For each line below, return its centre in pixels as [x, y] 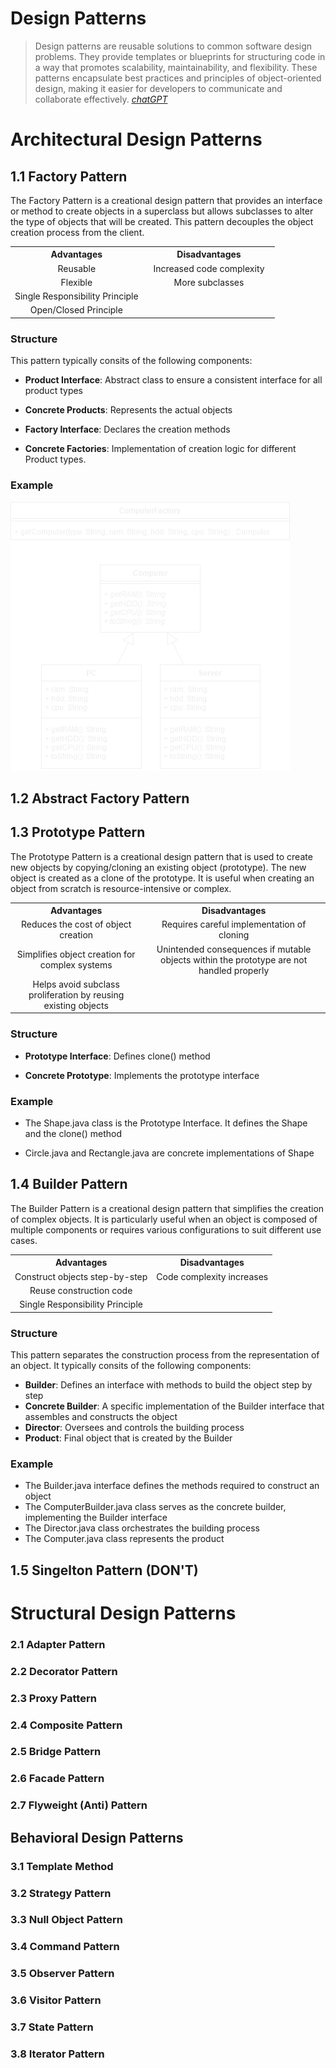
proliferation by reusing [76, 994]
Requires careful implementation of [234, 924]
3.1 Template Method [62, 1866]
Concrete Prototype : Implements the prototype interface [142, 1075]
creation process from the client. [77, 232]
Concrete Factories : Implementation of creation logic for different [160, 449]
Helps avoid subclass [76, 984]
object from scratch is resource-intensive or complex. [121, 888]
